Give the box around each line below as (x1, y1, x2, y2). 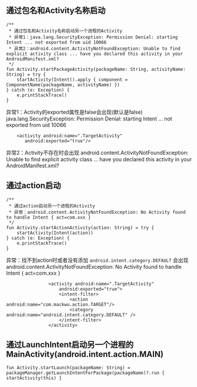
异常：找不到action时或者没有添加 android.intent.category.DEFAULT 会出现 (6, 256, 189, 264)
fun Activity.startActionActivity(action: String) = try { (6, 225, 155, 230)
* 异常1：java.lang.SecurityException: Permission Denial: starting (8, 34, 178, 40)
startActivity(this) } (6, 375, 62, 381)
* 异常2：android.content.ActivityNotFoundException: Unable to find (8, 45, 181, 51)
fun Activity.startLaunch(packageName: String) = (6, 365, 131, 371)
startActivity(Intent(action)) (17, 230, 94, 236)
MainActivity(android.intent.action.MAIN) (6, 349, 164, 359)
